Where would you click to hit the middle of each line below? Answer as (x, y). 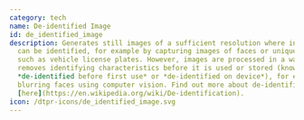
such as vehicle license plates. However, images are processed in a (151, 60)
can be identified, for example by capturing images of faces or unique (157, 51)
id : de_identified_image (56, 34)
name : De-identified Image (60, 26)
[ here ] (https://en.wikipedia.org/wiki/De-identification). (131, 93)
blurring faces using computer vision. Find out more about (133, 85)
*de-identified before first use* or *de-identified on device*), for (153, 77)
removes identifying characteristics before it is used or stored (145, 69)
